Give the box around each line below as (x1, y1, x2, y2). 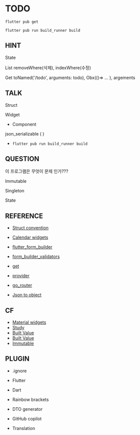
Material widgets (12, 319, 46, 325)
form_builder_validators (12, 254, 60, 260)
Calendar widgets (12, 234, 48, 240)
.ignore (12, 368, 27, 374)
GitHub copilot (12, 416, 42, 422)
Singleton (5, 188, 25, 194)
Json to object (12, 292, 42, 298)
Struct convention (12, 225, 49, 231)
